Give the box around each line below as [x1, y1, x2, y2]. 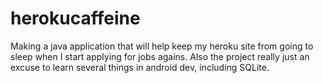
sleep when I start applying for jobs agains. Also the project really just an [10, 50, 310, 62]
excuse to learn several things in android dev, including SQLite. [10, 61, 270, 73]
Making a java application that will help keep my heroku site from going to [10, 40, 314, 52]
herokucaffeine [10, 7, 141, 30]
